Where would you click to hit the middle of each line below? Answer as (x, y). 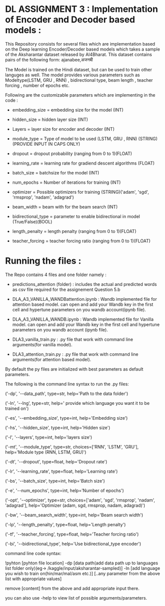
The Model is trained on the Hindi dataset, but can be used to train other (79, 69)
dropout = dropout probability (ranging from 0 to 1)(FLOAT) (72, 153)
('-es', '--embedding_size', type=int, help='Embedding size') (66, 418)
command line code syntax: (33, 553)
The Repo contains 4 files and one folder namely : (56, 275)
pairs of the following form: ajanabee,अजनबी (49, 59)
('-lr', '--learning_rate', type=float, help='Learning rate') (62, 471)
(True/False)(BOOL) (32, 221)
